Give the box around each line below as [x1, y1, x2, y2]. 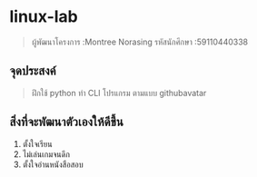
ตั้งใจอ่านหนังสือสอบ [22, 159, 84, 170]
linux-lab [9, 6, 79, 27]
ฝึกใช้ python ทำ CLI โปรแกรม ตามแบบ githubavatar [31, 87, 207, 98]
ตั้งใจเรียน [22, 138, 53, 149]
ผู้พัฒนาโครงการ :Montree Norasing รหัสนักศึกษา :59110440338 [31, 36, 248, 47]
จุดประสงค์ [9, 64, 56, 79]
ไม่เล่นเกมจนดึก [22, 148, 71, 160]
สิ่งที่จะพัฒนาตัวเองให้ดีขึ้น [9, 114, 124, 130]
